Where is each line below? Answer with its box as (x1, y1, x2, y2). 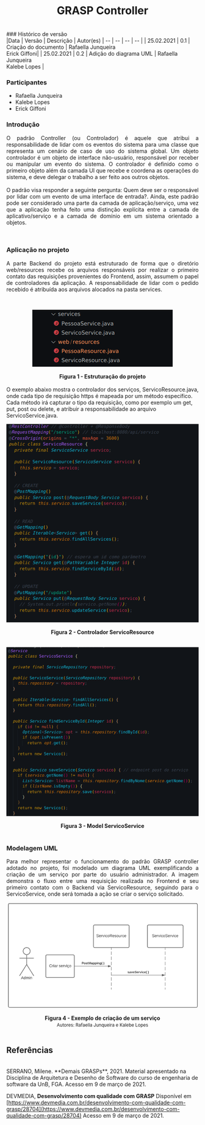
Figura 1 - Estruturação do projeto (59, 372, 146, 380)
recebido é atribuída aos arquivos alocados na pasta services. (6, 286, 163, 293)
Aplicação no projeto (6, 246, 70, 254)
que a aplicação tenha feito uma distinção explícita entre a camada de (6, 205, 199, 213)
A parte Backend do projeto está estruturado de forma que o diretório (6, 259, 199, 267)
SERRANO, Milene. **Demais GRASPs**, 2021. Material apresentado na (6, 1068, 187, 1075)
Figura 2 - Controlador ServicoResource (51, 628, 154, 636)
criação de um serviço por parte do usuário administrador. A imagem (6, 871, 199, 878)
